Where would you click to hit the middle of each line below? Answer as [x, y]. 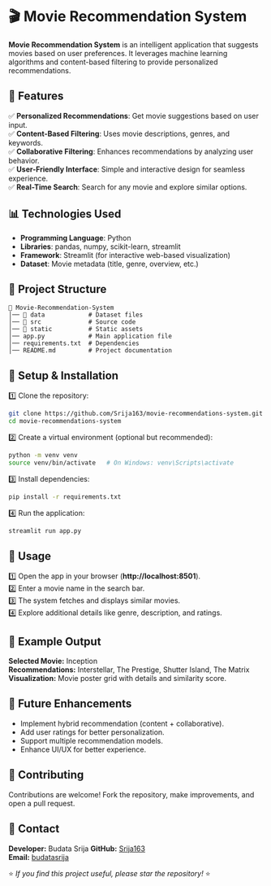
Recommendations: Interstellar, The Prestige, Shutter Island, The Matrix [129, 670]
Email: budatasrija [39, 857]
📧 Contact [34, 829]
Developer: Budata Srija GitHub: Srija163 [77, 849]
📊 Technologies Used [65, 214]
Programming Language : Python [75, 238]
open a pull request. [42, 803]
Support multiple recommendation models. [92, 740]
